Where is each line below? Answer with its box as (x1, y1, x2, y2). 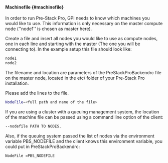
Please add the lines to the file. (5, 90, 69, 96)
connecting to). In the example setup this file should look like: (5, 46, 132, 52)
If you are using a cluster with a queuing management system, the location (5, 108, 159, 115)
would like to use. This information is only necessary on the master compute (5, 21, 163, 27)
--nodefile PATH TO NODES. (5, 123, 62, 129)
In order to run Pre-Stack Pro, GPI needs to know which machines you (5, 15, 150, 21)
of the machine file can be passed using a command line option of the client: (5, 114, 163, 120)
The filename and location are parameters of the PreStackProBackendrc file (5, 69, 162, 75)
